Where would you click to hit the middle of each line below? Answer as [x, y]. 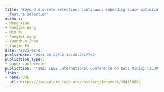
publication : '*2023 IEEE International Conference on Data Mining [75, 69]
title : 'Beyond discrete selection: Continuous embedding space [72, 9]
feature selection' [29, 14]
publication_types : [25, 59]
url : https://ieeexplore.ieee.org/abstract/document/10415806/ [75, 82]
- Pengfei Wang [20, 37]
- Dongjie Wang [20, 28]
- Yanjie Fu [17, 46]
